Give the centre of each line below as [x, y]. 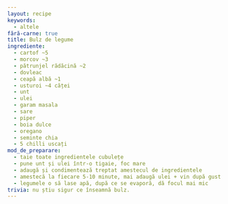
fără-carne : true [33, 33]
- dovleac [28, 72]
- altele [26, 27]
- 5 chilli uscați [41, 144]
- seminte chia [36, 137]
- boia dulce [33, 124]
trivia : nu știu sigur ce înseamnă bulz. [69, 190]
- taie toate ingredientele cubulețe [69, 157]
